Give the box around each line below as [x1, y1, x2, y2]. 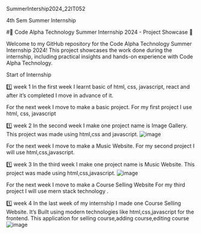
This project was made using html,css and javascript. [6, 131, 139, 138]
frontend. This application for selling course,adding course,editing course [6, 215, 190, 222]
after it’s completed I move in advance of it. [6, 92, 113, 99]
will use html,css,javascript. [6, 149, 75, 156]
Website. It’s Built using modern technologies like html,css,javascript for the [6, 208, 194, 215]
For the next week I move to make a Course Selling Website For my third [6, 181, 185, 188]
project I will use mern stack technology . [6, 188, 109, 195]
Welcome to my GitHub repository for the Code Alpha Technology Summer [6, 40, 192, 47]
